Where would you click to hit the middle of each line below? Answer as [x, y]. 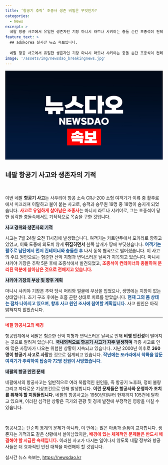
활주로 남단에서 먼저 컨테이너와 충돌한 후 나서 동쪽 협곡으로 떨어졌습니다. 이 [78, 250]
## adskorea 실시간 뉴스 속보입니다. [44, 43]
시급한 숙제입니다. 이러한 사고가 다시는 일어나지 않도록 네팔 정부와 [87, 440]
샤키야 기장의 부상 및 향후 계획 [34, 280]
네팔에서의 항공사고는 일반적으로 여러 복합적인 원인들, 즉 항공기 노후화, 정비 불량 [83, 382]
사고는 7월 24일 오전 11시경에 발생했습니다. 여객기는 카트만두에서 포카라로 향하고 [84, 238]
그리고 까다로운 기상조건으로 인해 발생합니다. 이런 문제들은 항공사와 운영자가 [79, 388]
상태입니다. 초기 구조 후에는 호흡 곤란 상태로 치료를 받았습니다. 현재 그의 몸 [77, 297]
